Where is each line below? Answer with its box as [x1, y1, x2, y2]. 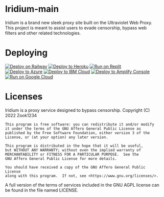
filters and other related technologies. [5, 30, 81, 36]
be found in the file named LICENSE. [5, 187, 78, 193]
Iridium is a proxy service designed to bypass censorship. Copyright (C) [5, 107, 150, 113]
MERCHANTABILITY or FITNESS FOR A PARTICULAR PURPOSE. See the [5, 152, 139, 157]
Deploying [5, 48, 48, 58]
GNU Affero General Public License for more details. [5, 156, 117, 161]
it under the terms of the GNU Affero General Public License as [5, 126, 141, 131]
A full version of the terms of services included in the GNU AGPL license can [5, 182, 160, 188]
